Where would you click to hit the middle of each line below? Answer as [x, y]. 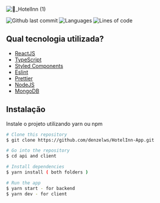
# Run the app [24, 183]
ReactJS [25, 53]
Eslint [21, 72]
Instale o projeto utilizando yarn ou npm [54, 123]
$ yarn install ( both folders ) [47, 172]
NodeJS [25, 84]
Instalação [26, 109]
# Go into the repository [38, 150]
